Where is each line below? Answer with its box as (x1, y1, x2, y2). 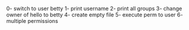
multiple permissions (6, 18, 59, 24)
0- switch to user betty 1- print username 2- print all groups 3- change (6, 5, 182, 12)
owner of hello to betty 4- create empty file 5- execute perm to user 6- (6, 11, 184, 18)
